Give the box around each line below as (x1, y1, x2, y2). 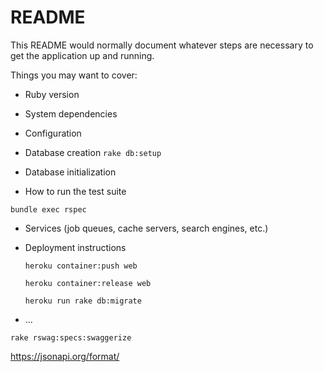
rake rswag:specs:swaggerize (10, 332, 132, 343)
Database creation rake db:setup (24, 146, 162, 158)
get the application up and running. (10, 49, 155, 61)
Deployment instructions (24, 241, 127, 253)
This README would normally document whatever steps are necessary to (10, 39, 314, 51)
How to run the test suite (24, 185, 127, 197)
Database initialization (24, 166, 117, 178)
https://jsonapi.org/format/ (10, 350, 120, 362)
